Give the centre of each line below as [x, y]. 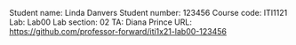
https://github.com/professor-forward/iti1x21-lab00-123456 [118, 31]
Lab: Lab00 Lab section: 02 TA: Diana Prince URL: [101, 22]
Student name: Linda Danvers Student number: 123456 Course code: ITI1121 [148, 13]
